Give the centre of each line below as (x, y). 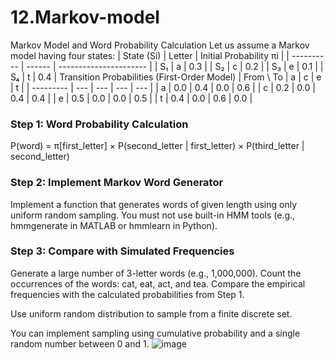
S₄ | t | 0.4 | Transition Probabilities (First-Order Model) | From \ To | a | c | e (166, 77)
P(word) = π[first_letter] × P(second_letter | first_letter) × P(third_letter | (157, 146)
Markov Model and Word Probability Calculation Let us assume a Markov (160, 45)
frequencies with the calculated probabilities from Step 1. (127, 294)
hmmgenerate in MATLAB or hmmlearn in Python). (114, 225)
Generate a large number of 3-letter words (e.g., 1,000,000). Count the (156, 273)
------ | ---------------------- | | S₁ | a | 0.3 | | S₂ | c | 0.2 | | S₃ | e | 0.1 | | (175, 66)
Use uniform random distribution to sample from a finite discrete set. (151, 313)
